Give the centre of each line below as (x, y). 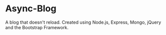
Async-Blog (31, 9)
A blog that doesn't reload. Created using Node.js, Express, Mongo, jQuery (83, 22)
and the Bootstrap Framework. (37, 27)
